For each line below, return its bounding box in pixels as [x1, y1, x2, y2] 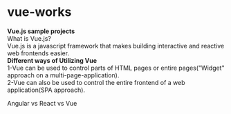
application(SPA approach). [7, 86, 85, 94]
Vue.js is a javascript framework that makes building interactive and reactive [7, 41, 225, 50]
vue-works [7, 4, 72, 20]
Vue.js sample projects [7, 27, 75, 35]
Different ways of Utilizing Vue [7, 56, 98, 64]
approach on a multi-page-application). [7, 70, 120, 79]
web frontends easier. [7, 49, 70, 57]
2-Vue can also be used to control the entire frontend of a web [7, 78, 185, 86]
